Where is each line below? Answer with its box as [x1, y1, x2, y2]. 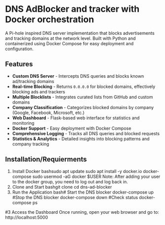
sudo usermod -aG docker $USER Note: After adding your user [32, 173, 161, 179]
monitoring [12, 120, 34, 126]
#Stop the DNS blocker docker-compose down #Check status [12, 194, 138, 200]
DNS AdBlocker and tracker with [5, 3, 139, 15]
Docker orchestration [5, 14, 95, 25]
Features [5, 60, 33, 68]
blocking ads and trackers [12, 88, 66, 94]
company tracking [12, 141, 49, 147]
